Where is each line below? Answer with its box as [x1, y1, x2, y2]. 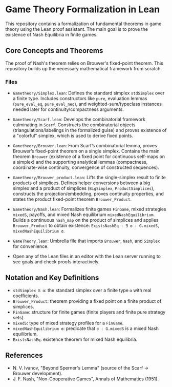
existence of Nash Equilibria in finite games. [5, 31, 98, 37]
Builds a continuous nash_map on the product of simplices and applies [12, 217, 159, 223]
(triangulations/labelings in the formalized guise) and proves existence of [12, 127, 167, 133]
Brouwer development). [12, 370, 63, 376]
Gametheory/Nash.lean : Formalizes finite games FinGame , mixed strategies [12, 206, 166, 212]
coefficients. [12, 293, 39, 299]
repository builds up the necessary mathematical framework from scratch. [5, 65, 162, 71]
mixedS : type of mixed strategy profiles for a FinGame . [12, 320, 124, 326]
